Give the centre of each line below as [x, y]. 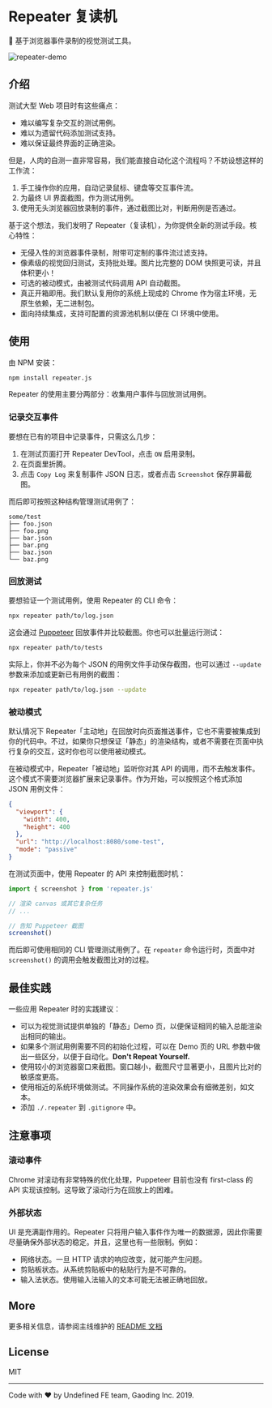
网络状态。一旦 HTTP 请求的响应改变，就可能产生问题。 [113, 1260]
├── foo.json [30, 524]
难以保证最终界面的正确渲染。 [70, 143]
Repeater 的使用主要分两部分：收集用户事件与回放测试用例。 [110, 394]
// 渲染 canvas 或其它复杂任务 [55, 904]
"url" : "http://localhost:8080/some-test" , [90, 842]
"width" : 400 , [47, 819]
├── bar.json [30, 538]
